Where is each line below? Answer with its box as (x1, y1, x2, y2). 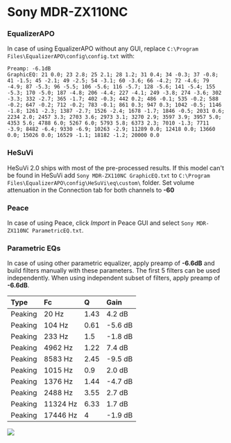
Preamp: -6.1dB (7, 65, 51, 73)
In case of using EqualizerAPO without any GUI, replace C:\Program (7, 44, 199, 53)
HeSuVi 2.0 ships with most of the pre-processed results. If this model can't (7, 163, 224, 172)
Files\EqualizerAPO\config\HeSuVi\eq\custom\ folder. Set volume (7, 178, 195, 187)
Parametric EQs (7, 244, 61, 253)
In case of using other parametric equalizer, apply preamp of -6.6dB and (7, 259, 215, 267)
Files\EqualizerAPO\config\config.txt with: (7, 52, 135, 60)
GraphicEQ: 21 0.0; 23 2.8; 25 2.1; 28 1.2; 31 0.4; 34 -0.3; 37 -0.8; (7, 71, 219, 78)
